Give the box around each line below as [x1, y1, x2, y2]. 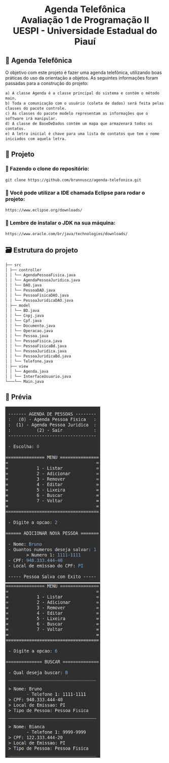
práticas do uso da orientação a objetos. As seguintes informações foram [5, 75, 158, 81]
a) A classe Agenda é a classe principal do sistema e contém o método [5, 91, 159, 96]
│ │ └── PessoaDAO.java [5, 288, 56, 293]
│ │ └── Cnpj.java [5, 313, 44, 318]
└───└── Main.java [5, 379, 44, 384]
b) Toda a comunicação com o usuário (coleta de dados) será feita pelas [5, 101, 164, 106]
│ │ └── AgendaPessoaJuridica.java [5, 278, 80, 283]
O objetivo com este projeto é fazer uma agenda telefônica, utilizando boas [5, 69, 162, 76]
